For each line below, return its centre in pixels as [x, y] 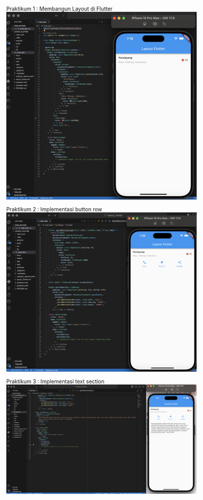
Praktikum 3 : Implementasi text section [55, 381]
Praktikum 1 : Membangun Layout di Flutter [60, 9]
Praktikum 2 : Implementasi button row [54, 209]
